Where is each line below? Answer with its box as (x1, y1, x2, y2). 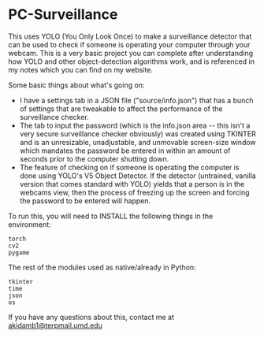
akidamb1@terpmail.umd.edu (8, 321, 102, 330)
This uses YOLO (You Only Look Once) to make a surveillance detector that (8, 32, 252, 41)
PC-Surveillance (8, 6, 118, 24)
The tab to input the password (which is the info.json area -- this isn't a (19, 121, 251, 130)
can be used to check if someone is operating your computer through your (8, 39, 251, 49)
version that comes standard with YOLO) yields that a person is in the (19, 179, 245, 188)
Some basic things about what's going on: (8, 80, 145, 90)
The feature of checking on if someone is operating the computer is (19, 162, 240, 172)
